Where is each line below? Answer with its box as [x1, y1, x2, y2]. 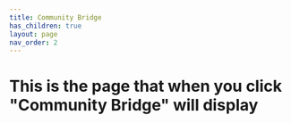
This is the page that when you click [9, 77, 282, 96]
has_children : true [9, 21, 82, 30]
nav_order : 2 [9, 37, 58, 47]
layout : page [9, 29, 58, 38]
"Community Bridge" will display [9, 95, 259, 116]
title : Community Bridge [9, 12, 102, 22]
